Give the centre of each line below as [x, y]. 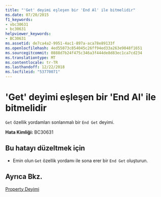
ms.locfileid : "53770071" [33, 72]
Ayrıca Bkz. [24, 177]
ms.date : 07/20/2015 [27, 15]
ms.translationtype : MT [31, 58]
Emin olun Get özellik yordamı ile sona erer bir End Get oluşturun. [80, 160]
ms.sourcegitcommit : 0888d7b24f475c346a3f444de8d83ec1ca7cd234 [74, 53]
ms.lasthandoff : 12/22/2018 [35, 67]
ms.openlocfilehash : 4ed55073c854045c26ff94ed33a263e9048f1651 [74, 48]
